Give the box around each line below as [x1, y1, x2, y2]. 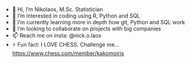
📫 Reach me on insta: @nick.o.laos [12, 32, 102, 39]
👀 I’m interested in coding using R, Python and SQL [12, 12, 140, 19]
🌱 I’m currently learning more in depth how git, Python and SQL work [12, 19, 186, 25]
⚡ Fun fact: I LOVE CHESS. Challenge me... [12, 41, 120, 48]
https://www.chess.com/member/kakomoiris [12, 50, 124, 57]
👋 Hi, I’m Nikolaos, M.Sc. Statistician [12, 6, 103, 13]
